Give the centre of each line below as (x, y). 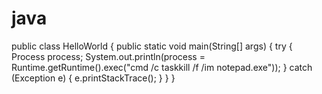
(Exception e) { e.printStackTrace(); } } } (93, 78)
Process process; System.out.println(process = (108, 56)
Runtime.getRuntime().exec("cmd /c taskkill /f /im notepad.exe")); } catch (162, 67)
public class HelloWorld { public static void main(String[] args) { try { (152, 46)
